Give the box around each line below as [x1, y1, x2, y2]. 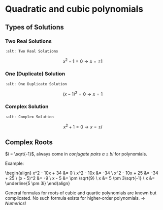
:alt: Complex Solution [5, 114, 54, 119]
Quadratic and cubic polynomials [5, 3, 144, 15]
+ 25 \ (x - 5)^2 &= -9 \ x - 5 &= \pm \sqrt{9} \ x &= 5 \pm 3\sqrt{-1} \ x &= [5, 175, 155, 181]
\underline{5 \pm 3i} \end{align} [5, 181, 70, 186]
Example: [5, 160, 24, 166]
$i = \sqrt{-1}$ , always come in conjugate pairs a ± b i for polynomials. [5, 151, 148, 157]
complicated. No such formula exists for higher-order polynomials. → [5, 195, 145, 201]
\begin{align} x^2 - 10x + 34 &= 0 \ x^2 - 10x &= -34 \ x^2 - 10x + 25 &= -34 [5, 170, 159, 176]
